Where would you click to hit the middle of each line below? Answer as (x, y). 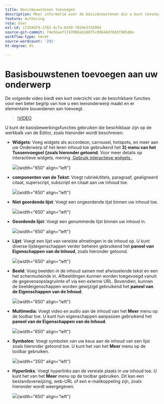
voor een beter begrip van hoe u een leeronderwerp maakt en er (70, 103)
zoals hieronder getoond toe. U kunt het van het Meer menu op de (79, 346)
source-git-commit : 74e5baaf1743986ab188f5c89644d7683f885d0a (70, 32)
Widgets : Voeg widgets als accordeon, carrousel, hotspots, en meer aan (85, 142)
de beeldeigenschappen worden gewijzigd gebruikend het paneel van (83, 286)
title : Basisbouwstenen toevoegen (40, 10)
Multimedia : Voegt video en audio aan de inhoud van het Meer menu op (85, 311)
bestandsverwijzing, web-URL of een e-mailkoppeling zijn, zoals (77, 381)
